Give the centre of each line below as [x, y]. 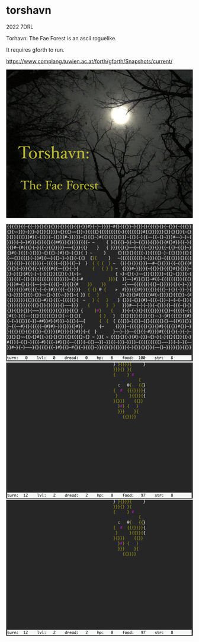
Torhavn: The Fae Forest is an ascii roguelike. [61, 38]
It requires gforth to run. [36, 50]
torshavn [29, 10]
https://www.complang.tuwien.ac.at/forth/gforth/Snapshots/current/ [89, 61]
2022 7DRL [20, 27]
